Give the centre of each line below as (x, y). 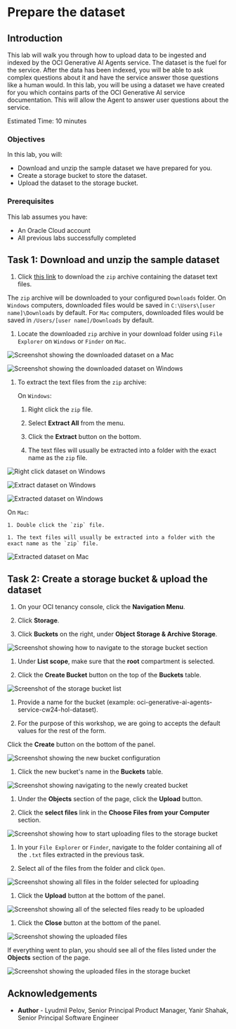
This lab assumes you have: (47, 217)
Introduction (35, 38)
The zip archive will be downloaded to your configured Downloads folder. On (117, 298)
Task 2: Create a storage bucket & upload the (108, 579)
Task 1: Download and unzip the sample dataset (113, 260)
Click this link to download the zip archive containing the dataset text (117, 277)
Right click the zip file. (60, 409)
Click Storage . (38, 620)
